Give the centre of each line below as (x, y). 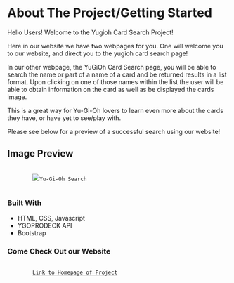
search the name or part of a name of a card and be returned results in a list (117, 74)
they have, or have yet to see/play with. (64, 118)
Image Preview (40, 153)
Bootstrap (32, 233)
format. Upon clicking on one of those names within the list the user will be (116, 81)
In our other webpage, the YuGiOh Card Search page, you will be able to (112, 67)
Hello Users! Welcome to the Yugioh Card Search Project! (90, 32)
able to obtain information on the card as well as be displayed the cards (111, 89)
